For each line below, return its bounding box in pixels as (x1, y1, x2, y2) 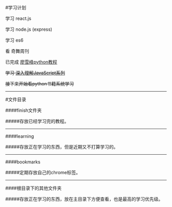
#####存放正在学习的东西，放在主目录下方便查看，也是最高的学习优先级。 (5, 196, 163, 202)
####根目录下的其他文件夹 (5, 185, 62, 191)
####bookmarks (5, 159, 41, 165)
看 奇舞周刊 (5, 48, 29, 54)
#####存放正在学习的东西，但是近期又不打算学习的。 (5, 144, 119, 150)
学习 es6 (5, 37, 24, 43)
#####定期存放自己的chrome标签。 (5, 170, 81, 175)
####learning (5, 133, 34, 139)
